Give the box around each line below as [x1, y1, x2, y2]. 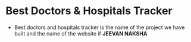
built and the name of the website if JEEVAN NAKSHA [14, 30, 148, 37]
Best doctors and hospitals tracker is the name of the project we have [14, 24, 185, 31]
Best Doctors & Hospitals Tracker [5, 4, 173, 18]
